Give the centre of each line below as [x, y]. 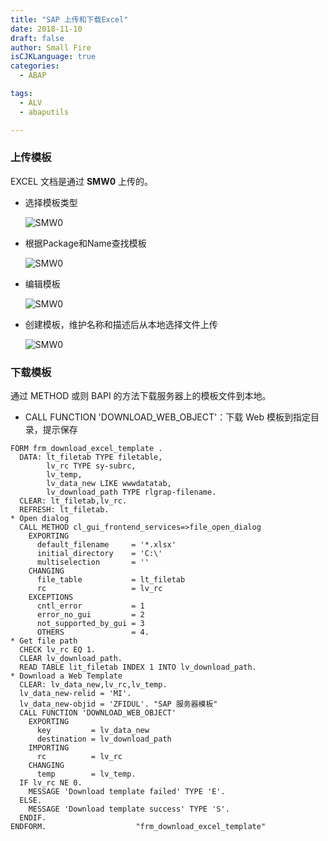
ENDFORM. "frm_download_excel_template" [138, 827]
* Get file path [44, 641]
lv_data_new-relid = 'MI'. [75, 694]
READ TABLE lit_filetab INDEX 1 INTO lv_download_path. [138, 667]
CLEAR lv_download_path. [71, 659]
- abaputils [44, 112]
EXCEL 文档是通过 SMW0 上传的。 [82, 181]
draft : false [37, 38]
